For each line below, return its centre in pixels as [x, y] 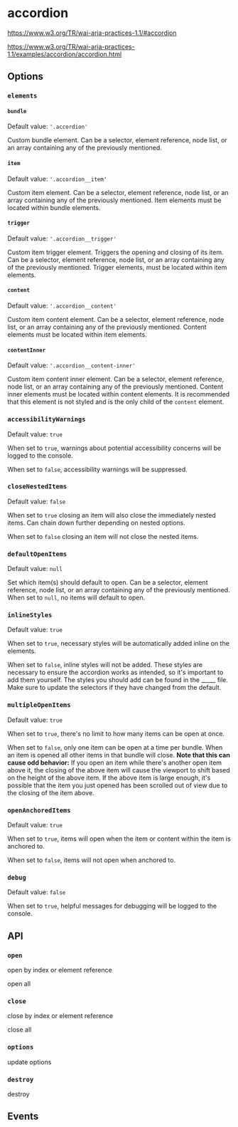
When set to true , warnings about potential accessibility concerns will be [114, 448]
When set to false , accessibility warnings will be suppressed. [98, 469]
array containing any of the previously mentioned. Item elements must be [114, 200]
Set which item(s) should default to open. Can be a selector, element [108, 582]
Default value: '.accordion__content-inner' [72, 365]
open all [19, 984]
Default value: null [35, 569]
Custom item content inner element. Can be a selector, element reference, [116, 379]
